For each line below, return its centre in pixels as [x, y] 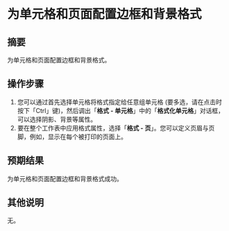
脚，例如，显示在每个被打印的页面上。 [72, 137]
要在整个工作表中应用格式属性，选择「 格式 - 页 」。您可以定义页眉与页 [116, 128]
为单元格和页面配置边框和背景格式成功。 [65, 178]
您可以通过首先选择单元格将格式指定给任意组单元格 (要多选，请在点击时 [119, 102]
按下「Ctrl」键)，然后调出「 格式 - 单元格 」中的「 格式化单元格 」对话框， [120, 110]
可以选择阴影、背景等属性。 [57, 119]
